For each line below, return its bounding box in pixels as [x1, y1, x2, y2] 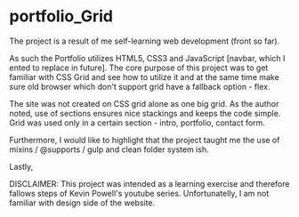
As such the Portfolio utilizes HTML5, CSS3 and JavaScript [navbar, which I [9, 52, 286, 63]
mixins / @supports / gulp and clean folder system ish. [9, 144, 209, 155]
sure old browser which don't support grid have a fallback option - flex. [9, 81, 271, 92]
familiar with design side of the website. [9, 197, 156, 208]
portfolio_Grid [9, 6, 114, 27]
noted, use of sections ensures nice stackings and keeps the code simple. [9, 108, 281, 118]
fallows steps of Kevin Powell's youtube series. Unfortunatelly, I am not [9, 188, 270, 198]
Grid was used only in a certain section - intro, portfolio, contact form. [9, 117, 265, 128]
